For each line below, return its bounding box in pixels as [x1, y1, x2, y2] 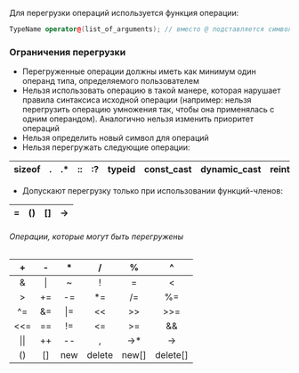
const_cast [143, 163, 192, 176]
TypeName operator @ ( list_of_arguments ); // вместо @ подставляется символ [9, 25, 293, 34]
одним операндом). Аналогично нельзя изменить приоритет [21, 113, 255, 124]
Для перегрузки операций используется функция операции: [9, 8, 239, 18]
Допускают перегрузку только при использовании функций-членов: [21, 186, 283, 196]
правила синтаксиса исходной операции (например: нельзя [21, 95, 252, 105]
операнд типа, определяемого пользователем [21, 76, 200, 87]
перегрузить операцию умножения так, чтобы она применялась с [21, 104, 275, 115]
